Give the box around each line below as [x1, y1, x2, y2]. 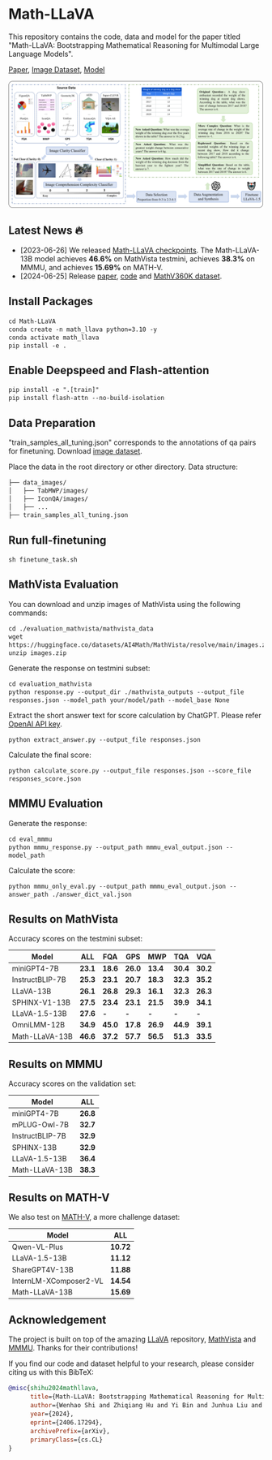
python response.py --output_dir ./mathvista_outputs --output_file [8, 687, 244, 696]
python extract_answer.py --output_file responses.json [8, 735, 201, 743]
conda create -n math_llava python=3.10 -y [8, 325, 158, 334]
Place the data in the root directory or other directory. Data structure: [8, 462, 239, 472]
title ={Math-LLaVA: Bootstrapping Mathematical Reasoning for [29, 1393, 244, 1401]
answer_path [8, 890, 49, 898]
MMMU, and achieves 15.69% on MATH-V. [19, 262, 164, 272]
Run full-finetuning [8, 533, 107, 547]
